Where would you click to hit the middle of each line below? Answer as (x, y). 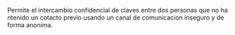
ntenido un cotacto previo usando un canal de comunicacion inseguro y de (116, 17)
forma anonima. (30, 25)
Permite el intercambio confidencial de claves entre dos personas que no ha (118, 10)
